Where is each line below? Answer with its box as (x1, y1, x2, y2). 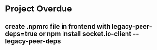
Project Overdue (5, 3, 72, 14)
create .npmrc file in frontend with (5, 22, 110, 30)
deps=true (5, 30, 38, 38)
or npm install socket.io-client (38, 30, 132, 38)
